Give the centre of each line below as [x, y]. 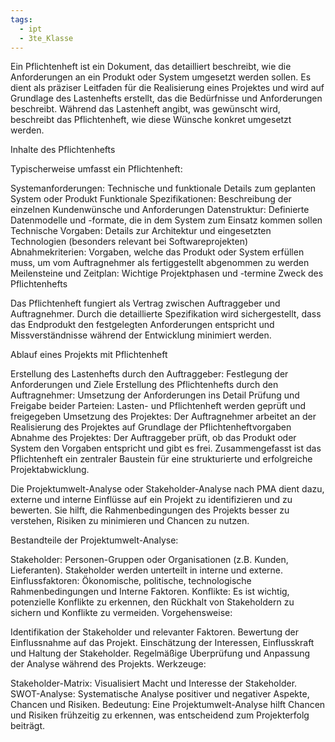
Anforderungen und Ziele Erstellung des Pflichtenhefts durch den [144, 385]
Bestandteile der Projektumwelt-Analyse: [94, 540]
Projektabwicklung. [50, 470]
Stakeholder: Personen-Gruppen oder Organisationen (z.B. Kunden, [149, 560]
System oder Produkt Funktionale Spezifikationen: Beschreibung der [151, 199]
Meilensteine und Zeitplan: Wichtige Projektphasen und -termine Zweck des [167, 273]
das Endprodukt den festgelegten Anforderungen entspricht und [142, 325]
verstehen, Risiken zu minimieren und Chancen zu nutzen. [130, 521]
